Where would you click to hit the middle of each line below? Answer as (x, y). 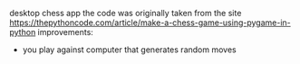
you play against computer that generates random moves (130, 50)
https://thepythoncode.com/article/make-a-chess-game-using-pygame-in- (150, 23)
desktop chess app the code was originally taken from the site (126, 13)
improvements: (65, 32)
